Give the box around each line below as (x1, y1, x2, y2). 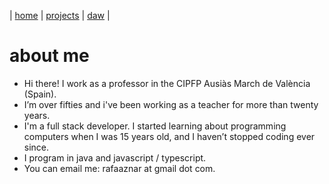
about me (9, 45, 90, 67)
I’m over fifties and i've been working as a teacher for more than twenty (23, 98, 319, 110)
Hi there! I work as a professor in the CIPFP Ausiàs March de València (23, 77, 311, 89)
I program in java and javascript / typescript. (23, 151, 207, 164)
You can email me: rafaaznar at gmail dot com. (23, 162, 216, 174)
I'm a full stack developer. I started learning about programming (23, 120, 287, 132)
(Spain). (23, 88, 57, 100)
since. (23, 141, 50, 153)
